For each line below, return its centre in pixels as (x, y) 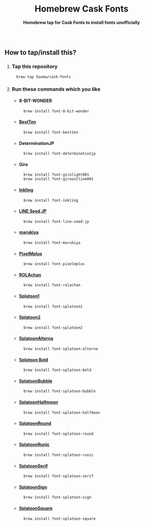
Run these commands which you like (56, 89)
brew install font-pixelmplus (54, 264)
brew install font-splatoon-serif (58, 476)
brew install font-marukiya (52, 243)
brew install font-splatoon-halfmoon (62, 413)
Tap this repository (35, 67)
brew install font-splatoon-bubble (60, 391)
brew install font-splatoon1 (53, 306)
